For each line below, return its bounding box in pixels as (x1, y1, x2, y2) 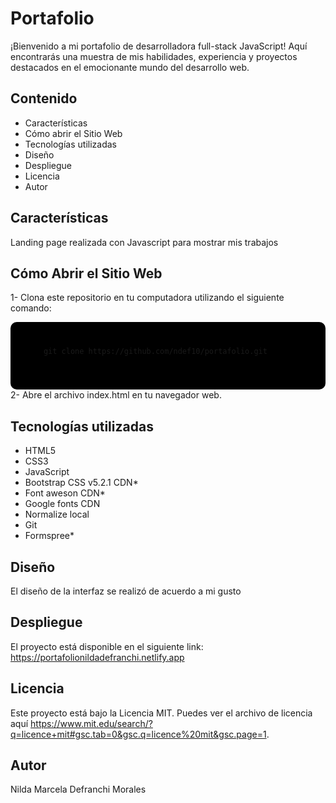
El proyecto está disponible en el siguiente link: (10, 640, 204, 652)
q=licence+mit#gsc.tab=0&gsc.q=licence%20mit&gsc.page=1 (10, 728, 267, 740)
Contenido (10, 90, 78, 107)
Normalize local (24, 508, 90, 521)
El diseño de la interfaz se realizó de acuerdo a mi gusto (10, 585, 242, 597)
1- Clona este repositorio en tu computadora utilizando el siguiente (10, 292, 285, 304)
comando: (10, 302, 52, 314)
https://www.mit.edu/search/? (30, 717, 153, 729)
